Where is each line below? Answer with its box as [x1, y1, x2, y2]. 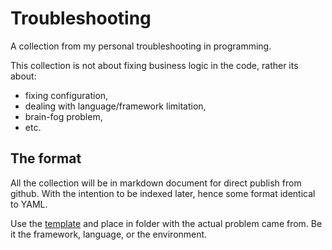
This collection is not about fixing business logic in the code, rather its [10, 59, 299, 71]
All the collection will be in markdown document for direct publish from [10, 177, 302, 189]
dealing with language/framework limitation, [24, 100, 207, 112]
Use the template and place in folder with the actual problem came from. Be [10, 217, 323, 229]
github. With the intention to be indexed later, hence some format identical [10, 187, 316, 199]
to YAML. [10, 198, 48, 210]
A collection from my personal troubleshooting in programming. [10, 40, 272, 52]
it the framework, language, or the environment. [10, 228, 208, 240]
